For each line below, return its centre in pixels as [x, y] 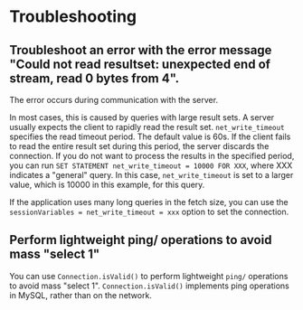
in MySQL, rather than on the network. [80, 295]
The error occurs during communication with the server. [114, 100]
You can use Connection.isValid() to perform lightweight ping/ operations [149, 276]
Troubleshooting [73, 17]
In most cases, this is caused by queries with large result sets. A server [142, 117]
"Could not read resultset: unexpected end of [140, 64]
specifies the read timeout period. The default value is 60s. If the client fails [150, 136]
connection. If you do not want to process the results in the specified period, [152, 156]
